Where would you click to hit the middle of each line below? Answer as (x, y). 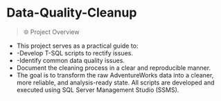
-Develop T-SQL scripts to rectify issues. (74, 53)
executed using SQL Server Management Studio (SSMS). (98, 90)
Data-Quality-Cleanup (72, 13)
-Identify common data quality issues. (71, 60)
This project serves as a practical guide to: (77, 46)
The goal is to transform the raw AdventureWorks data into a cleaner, (115, 75)
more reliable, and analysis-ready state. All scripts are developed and (116, 82)
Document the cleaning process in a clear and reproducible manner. (114, 68)
